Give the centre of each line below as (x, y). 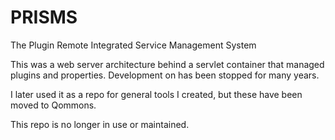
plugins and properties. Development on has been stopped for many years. (165, 75)
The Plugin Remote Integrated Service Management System (133, 45)
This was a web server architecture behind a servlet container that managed (167, 64)
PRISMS (44, 17)
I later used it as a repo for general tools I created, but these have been (156, 94)
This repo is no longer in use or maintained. (100, 124)
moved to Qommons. (53, 105)
